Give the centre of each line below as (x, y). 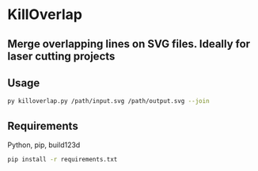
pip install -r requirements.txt (63, 160)
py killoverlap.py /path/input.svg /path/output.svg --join (109, 101)
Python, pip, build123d (44, 145)
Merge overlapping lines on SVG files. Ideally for (129, 44)
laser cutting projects (61, 56)
